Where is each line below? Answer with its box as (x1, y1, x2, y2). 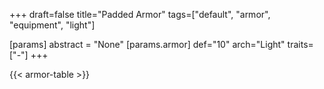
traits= (287, 39, 314, 50)
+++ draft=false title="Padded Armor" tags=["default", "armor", (9, 9, 271, 20)
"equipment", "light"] (9, 19, 96, 31)
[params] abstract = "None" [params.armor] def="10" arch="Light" (9, 39, 286, 50)
